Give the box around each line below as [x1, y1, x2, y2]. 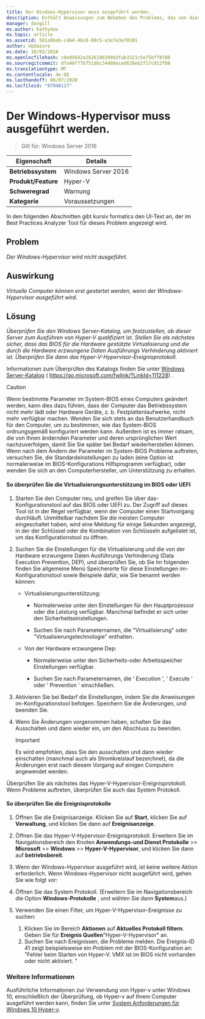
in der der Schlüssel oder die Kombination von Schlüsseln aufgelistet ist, [15, 527, 197, 534]
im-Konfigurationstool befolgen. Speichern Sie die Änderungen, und [15, 699, 187, 707]
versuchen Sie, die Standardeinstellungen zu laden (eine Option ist [6, 454, 174, 462]
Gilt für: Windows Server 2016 [21, 142, 97, 150]
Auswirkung [6, 271, 54, 281]
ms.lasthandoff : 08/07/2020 [6, 77, 78, 83]
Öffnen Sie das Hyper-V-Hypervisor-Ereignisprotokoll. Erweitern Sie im [15, 832, 193, 839]
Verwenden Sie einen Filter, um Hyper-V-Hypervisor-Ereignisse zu [15, 906, 182, 914]
